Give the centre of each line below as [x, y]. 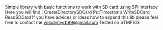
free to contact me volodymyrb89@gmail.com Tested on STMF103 [72, 22]
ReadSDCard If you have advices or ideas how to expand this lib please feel [81, 17]
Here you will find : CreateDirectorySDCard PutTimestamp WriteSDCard [77, 12]
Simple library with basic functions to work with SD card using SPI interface [81, 7]
